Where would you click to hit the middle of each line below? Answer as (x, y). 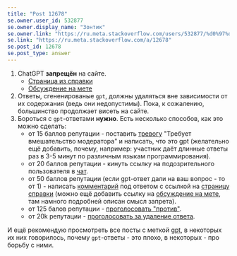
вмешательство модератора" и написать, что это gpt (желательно (128, 141)
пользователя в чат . (58, 171)
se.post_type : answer (39, 54)
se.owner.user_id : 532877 (45, 21)
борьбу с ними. (31, 245)
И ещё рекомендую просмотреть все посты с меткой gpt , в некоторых (115, 230)
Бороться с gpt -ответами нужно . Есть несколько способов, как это (120, 118)
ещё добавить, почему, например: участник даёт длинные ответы (128, 149)
